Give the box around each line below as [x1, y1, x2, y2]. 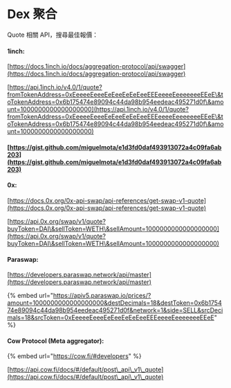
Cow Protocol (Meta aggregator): [7, 337, 104, 345]
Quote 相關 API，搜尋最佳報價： [7, 30, 99, 39]
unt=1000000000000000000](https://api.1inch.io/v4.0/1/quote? [7, 105, 189, 114]
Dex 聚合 [7, 6, 57, 22]
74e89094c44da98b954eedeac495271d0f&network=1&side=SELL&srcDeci [7, 306, 223, 315]
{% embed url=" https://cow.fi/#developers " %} [7, 352, 142, 360]
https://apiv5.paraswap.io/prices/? [53, 292, 151, 300]
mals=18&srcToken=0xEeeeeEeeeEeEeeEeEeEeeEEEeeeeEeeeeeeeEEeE [7, 313, 214, 322]
